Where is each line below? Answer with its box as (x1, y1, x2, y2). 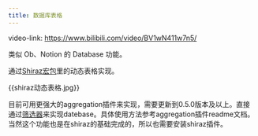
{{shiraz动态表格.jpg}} (8, 83, 80, 92)
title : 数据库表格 (8, 11, 63, 20)
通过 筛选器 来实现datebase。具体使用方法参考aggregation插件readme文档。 (8, 109, 255, 119)
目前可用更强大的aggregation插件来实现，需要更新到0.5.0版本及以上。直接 (8, 99, 251, 108)
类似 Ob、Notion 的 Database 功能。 (8, 49, 127, 59)
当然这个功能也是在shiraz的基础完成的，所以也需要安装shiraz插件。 (8, 119, 227, 128)
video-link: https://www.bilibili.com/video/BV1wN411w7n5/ (8, 33, 197, 42)
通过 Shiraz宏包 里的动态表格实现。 (8, 66, 119, 75)
